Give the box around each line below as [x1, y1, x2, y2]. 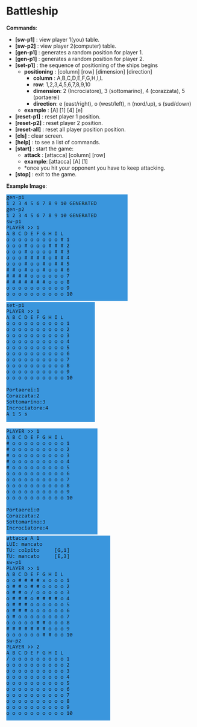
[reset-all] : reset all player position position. [14, 126, 126, 133]
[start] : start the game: [14, 145, 74, 152]
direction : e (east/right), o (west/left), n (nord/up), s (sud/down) [33, 100, 192, 107]
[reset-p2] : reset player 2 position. [14, 119, 104, 126]
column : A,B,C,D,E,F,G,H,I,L [33, 74, 104, 82]
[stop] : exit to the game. [14, 170, 77, 178]
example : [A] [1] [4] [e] [23, 106, 83, 114]
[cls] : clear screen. [14, 132, 64, 139]
